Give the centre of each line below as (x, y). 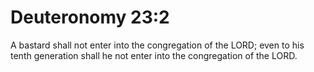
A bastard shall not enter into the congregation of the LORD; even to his (157, 45)
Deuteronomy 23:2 (90, 17)
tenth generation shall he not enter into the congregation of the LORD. (154, 55)
